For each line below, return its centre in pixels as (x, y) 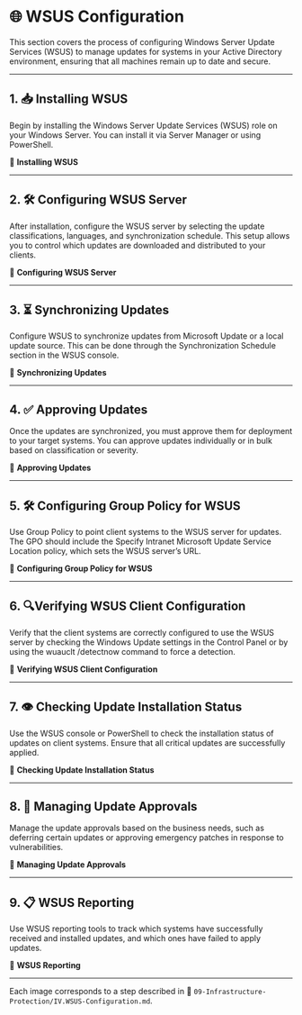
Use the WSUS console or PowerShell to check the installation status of (142, 733)
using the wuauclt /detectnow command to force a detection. (123, 651)
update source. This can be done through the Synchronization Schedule (143, 346)
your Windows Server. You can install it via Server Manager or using (135, 135)
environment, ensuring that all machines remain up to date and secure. (140, 61)
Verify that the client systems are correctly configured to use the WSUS (142, 632)
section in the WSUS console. (64, 355)
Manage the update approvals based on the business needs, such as (137, 828)
